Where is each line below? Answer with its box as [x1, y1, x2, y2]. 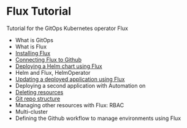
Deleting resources [15, 88, 64, 96]
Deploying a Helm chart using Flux [15, 62, 102, 70]
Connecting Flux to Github [15, 56, 82, 63]
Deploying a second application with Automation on [15, 81, 146, 89]
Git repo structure [15, 95, 60, 102]
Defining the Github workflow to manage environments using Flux [15, 115, 181, 122]
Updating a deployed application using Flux [15, 75, 125, 83]
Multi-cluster [15, 108, 48, 115]
